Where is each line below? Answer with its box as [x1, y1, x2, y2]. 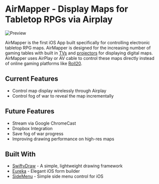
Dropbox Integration [12, 125, 53, 131]
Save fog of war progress [12, 131, 64, 136]
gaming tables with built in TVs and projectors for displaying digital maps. [5, 50, 153, 56]
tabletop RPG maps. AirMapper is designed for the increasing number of [5, 45, 151, 51]
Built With [5, 150, 36, 158]
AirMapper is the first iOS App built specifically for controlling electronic [5, 39, 150, 45]
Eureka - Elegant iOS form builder [12, 168, 80, 174]
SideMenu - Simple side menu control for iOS [12, 173, 104, 180]
